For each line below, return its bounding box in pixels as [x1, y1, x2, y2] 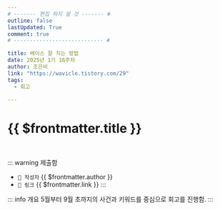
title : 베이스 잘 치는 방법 [7, 50, 79, 57]
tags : [7, 76, 24, 84]
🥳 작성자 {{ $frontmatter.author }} [17, 173, 113, 181]
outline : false [7, 17, 53, 24]
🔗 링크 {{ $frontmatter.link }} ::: [17, 180, 106, 189]
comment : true [7, 30, 50, 38]
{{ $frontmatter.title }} [7, 120, 142, 136]
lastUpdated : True [7, 24, 62, 31]
